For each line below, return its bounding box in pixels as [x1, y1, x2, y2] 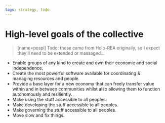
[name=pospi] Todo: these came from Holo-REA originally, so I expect [17, 45, 160, 51]
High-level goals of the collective [5, 28, 144, 40]
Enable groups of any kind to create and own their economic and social [12, 60, 158, 66]
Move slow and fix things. [12, 112, 65, 118]
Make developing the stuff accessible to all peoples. [12, 102, 119, 108]
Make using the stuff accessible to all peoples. [12, 96, 107, 102]
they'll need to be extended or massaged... [17, 50, 105, 56]
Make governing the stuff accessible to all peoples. [12, 107, 117, 113]
